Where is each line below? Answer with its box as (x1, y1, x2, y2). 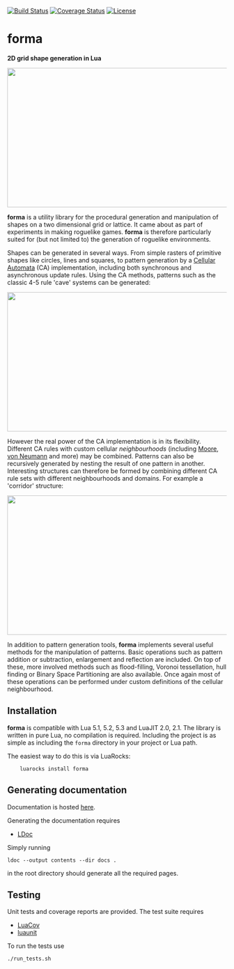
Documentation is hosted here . (7, 803, 96, 811)
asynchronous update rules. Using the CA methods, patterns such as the (7, 270, 216, 279)
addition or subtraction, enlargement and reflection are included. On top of (7, 655, 221, 663)
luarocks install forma (19, 765, 89, 773)
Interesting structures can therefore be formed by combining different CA (7, 467, 218, 475)
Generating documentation (7, 784, 127, 796)
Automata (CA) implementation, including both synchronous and (7, 263, 192, 272)
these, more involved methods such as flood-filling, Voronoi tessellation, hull (7, 662, 227, 671)
